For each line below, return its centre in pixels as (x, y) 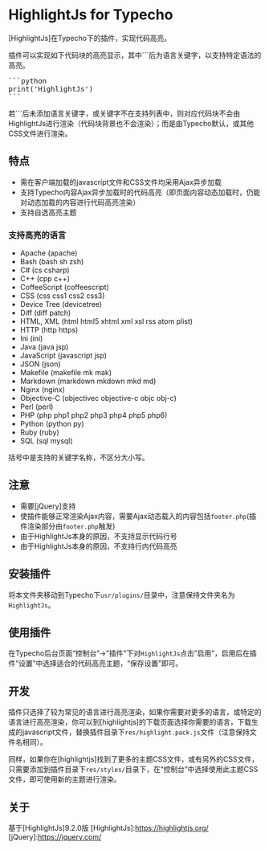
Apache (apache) (49, 253)
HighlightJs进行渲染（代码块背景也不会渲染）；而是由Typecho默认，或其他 (131, 123)
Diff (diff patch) (45, 313)
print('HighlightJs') (51, 89)
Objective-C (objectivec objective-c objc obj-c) (98, 398)
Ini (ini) (31, 338)
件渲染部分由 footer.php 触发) (67, 526)
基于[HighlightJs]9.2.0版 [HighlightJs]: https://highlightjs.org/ (108, 828)
